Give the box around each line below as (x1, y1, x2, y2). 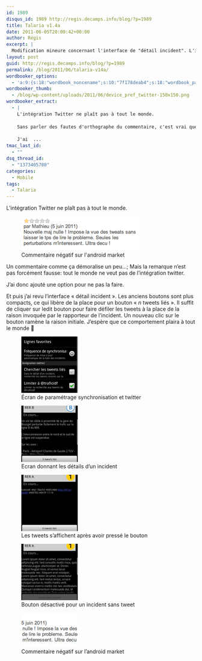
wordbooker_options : (6, 73, 58, 79)
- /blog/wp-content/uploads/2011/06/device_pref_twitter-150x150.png (11, 92, 189, 99)
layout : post (6, 54, 39, 60)
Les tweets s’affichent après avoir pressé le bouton (21, 532, 148, 539)
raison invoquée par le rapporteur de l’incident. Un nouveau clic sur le (6, 312, 179, 319)
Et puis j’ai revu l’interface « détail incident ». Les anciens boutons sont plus (6, 293, 194, 300)
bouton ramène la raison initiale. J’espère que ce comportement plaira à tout (6, 318, 195, 326)
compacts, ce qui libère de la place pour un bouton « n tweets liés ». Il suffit (6, 299, 194, 306)
